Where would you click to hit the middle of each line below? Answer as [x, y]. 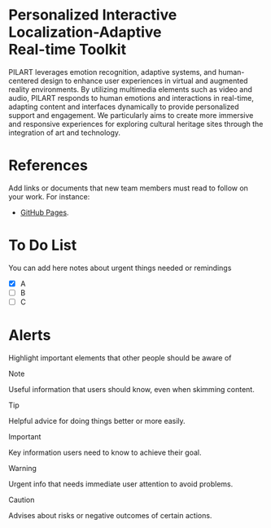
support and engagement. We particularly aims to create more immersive [131, 115]
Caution [22, 500]
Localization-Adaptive [85, 32]
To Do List [43, 245]
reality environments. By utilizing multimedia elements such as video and [130, 89]
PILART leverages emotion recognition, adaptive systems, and [113, 72]
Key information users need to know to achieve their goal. [105, 452]
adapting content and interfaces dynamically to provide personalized [124, 107]
